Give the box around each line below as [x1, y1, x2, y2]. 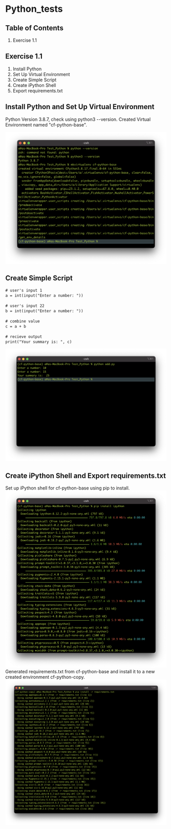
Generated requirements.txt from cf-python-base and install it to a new [5, 669, 155, 675]
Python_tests [5, 3, 63, 15]
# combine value [5, 319, 40, 324]
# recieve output [5, 334, 42, 339]
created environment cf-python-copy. [5, 674, 85, 680]
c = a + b [5, 324, 27, 329]
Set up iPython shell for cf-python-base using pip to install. [5, 485, 130, 491]
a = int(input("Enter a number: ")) [5, 293, 83, 298]
